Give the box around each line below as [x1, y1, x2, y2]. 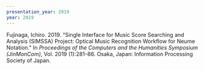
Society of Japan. [6, 57, 51, 64]
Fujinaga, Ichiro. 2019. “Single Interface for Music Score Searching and [6, 31, 184, 38]
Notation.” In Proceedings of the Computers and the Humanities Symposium [6, 43, 199, 51]
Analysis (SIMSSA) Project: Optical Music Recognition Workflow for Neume [6, 37, 195, 45]
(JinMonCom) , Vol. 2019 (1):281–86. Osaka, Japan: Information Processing [6, 50, 194, 57]
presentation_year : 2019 [6, 8, 70, 15]
